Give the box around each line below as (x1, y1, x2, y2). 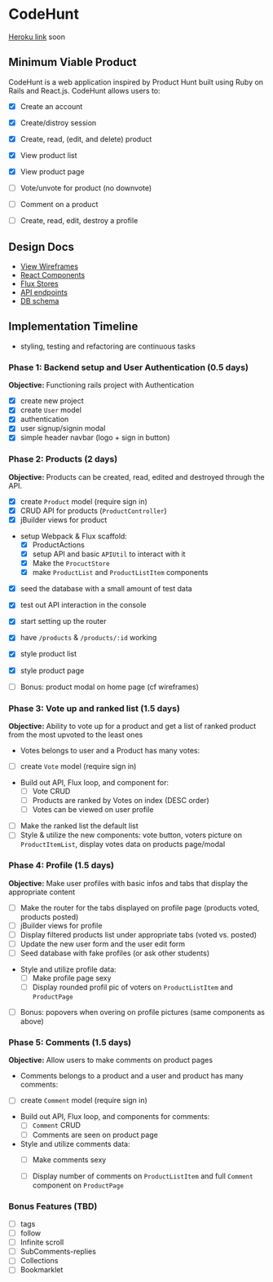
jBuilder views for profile (20, 920, 103, 930)
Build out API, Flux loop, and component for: (20, 778, 170, 788)
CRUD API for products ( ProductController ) (20, 506, 167, 516)
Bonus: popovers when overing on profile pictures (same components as (20, 1008, 265, 1017)
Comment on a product (20, 200, 99, 209)
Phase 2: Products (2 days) (8, 454, 118, 465)
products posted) (20, 911, 79, 921)
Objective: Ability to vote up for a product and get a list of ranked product (8, 721, 257, 731)
